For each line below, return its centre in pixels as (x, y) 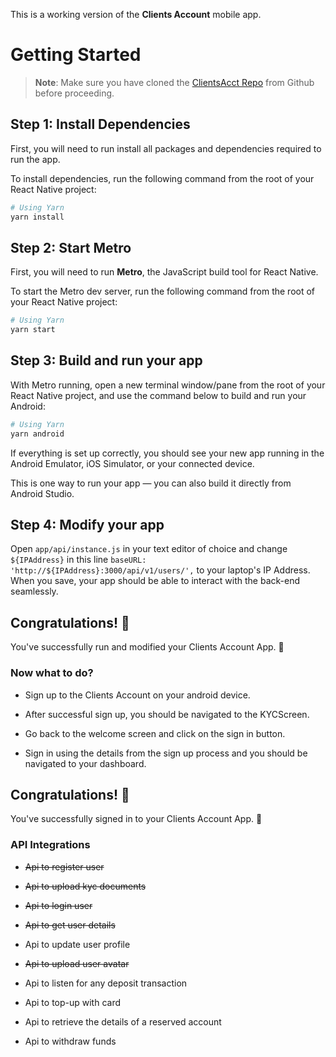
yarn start (33, 330)
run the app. (35, 159)
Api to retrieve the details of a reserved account (123, 1021)
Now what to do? (52, 673)
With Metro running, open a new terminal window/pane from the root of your (168, 385)
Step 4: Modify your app (87, 525)
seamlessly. (34, 591)
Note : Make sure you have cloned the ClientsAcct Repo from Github (174, 82)
